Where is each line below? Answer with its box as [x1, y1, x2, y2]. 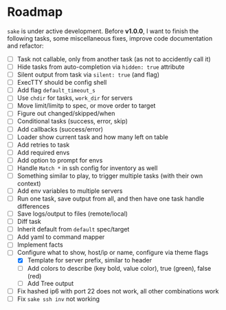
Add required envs [16, 148, 70, 156]
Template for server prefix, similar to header [27, 256, 152, 265]
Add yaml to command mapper [16, 233, 105, 241]
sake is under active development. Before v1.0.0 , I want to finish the [7, 27, 199, 35]
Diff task [16, 218, 41, 226]
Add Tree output [27, 279, 74, 287]
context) [16, 179, 41, 187]
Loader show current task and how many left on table [16, 132, 168, 141]
